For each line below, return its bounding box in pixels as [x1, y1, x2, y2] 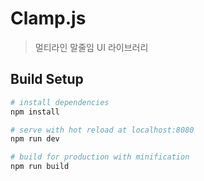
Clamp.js [10, 7, 87, 30]
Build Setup [10, 71, 84, 88]
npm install [10, 107, 60, 117]
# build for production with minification [10, 152, 190, 162]
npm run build [10, 162, 70, 172]
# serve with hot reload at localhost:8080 [10, 125, 195, 135]
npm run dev [10, 134, 60, 144]
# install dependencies [10, 97, 110, 107]
